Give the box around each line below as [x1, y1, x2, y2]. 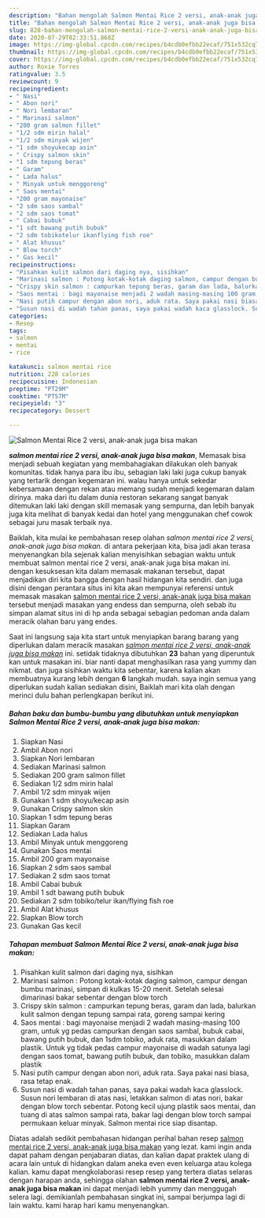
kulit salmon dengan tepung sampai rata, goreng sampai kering [20, 1009, 226, 1019]
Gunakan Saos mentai [20, 845, 92, 855]
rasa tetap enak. [20, 1076, 73, 1086]
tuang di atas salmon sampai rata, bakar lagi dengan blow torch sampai [20, 1109, 252, 1119]
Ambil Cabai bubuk [20, 879, 83, 888]
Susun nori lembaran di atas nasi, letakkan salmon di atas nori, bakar [20, 1093, 243, 1102]
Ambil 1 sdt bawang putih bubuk [20, 888, 125, 897]
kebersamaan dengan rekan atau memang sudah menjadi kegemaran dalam [9, 484, 255, 494]
